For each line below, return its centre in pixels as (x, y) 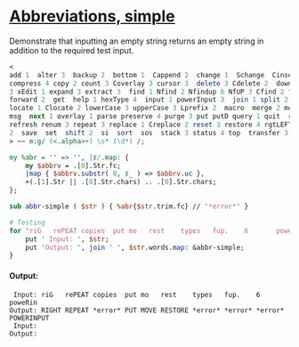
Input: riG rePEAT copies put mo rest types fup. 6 (137, 295)
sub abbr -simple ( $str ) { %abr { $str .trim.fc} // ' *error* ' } (129, 206)
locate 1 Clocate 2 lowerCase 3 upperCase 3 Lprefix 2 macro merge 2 (145, 109)
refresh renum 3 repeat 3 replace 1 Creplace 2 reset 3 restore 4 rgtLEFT (151, 125)
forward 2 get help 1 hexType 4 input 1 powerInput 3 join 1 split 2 (149, 100)
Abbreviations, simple (92, 16)
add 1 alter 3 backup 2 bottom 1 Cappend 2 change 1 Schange (137, 75)
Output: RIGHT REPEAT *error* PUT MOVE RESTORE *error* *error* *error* (147, 310)
